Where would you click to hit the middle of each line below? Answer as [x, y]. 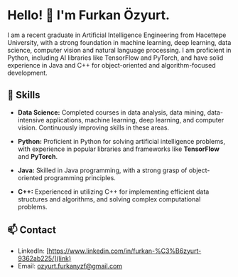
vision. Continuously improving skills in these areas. [93, 127]
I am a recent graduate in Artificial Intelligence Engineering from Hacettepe [117, 35]
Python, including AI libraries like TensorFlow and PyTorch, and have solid [115, 58]
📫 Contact [32, 230]
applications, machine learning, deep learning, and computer [135, 120]
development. [27, 73]
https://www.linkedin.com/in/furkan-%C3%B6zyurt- [125, 251]
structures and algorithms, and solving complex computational [109, 199]
